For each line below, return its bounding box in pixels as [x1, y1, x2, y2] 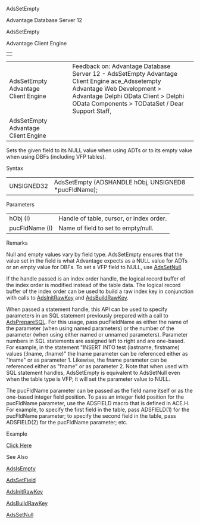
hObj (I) [9, 214, 31, 223]
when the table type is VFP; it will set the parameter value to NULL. [6, 375, 171, 383]
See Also [6, 454, 29, 460]
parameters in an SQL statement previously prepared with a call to [6, 312, 168, 319]
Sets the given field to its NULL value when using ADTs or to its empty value [6, 147, 192, 154]
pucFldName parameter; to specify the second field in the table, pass [6, 412, 177, 420]
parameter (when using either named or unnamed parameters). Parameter [6, 331, 188, 338]
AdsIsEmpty [6, 465, 36, 472]
